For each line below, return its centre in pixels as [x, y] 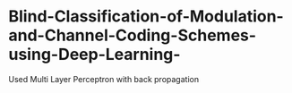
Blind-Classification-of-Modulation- [146, 17]
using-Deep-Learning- [94, 55]
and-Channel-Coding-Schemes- [133, 35]
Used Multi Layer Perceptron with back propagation [103, 79]
